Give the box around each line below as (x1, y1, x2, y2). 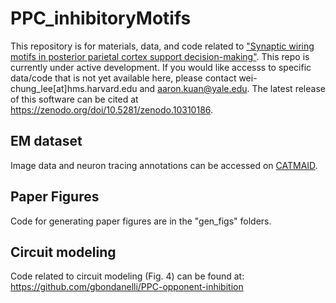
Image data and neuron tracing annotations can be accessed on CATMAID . (10, 159, 318, 171)
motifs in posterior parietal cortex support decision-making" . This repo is (10, 50, 310, 62)
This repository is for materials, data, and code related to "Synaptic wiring (10, 40, 315, 52)
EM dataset (10, 133, 83, 150)
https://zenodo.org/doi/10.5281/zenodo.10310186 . (10, 103, 214, 116)
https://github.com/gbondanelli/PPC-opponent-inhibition (10, 281, 244, 293)
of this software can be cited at (10, 93, 139, 105)
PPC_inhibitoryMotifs (10, 7, 192, 30)
